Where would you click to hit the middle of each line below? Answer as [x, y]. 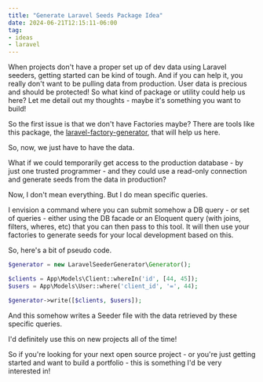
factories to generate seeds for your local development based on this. [121, 235]
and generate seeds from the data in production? [88, 180]
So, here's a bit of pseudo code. [60, 250]
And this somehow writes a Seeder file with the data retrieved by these [123, 315]
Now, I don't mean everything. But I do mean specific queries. [108, 195]
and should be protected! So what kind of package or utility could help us [127, 92]
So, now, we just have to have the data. [71, 148]
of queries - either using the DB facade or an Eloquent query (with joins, [125, 219]
